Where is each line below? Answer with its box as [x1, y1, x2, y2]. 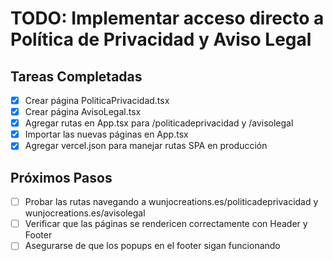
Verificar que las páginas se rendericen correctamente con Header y [24, 218, 308, 230]
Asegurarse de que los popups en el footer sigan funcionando [24, 240, 281, 252]
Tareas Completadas [10, 68, 143, 85]
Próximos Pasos [10, 169, 113, 186]
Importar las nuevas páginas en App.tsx [24, 128, 189, 141]
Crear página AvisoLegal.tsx [24, 106, 142, 118]
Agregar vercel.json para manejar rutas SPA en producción [24, 140, 268, 152]
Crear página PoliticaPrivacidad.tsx [24, 95, 170, 106]
